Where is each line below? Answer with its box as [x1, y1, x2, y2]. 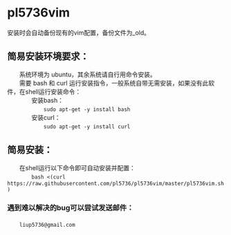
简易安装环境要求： [7, 50, 89, 63]
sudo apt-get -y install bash [44, 105, 131, 113]
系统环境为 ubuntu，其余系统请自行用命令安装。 [19, 70, 157, 79]
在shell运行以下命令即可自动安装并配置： [19, 163, 136, 172]
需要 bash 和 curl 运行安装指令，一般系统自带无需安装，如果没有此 [19, 79, 209, 87]
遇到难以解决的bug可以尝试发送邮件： [7, 203, 134, 213]
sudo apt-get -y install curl [44, 123, 131, 130]
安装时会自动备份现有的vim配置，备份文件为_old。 [7, 28, 151, 37]
